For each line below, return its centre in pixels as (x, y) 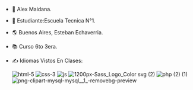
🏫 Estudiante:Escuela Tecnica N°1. (54, 20)
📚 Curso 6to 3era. (34, 46)
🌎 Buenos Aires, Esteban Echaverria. (57, 32)
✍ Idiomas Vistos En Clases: (47, 60)
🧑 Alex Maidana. (31, 9)
